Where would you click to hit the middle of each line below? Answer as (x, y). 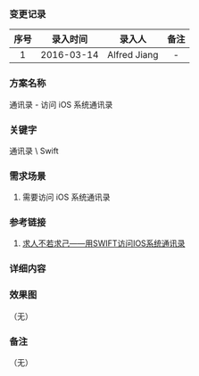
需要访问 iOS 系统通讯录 (66, 197)
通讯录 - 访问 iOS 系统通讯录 (61, 104)
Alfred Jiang (133, 55)
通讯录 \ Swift (34, 151)
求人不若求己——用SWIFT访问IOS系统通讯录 (104, 243)
